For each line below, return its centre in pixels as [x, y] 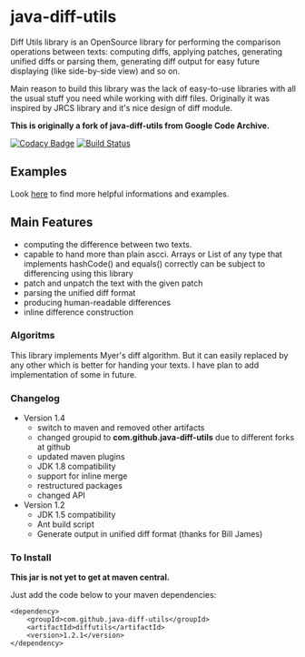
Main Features [52, 222]
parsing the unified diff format [79, 292]
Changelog [35, 398]
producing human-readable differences [97, 302]
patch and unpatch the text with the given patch [113, 283]
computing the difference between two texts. [108, 244]
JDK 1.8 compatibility [76, 467]
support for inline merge [82, 476]
